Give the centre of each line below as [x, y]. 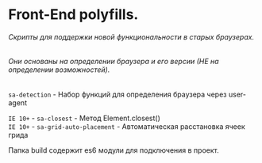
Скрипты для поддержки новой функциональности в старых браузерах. [131, 36]
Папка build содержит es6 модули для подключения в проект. [114, 150]
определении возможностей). [59, 70]
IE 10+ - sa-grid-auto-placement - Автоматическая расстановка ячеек [127, 127]
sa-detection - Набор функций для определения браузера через [118, 94]
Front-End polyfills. [73, 15]
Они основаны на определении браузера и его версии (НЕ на [114, 62]
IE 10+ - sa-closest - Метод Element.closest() [85, 118]
